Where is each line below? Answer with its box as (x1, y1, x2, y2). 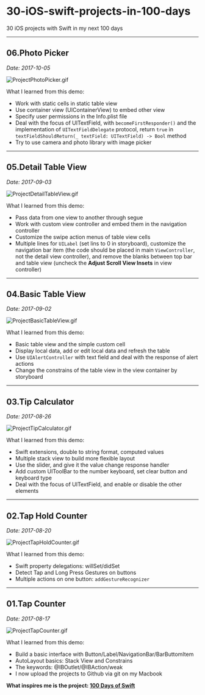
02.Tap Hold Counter (6, 511, 88, 521)
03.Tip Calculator (6, 396, 74, 407)
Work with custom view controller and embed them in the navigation (15, 220, 187, 227)
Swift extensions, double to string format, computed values (15, 448, 164, 456)
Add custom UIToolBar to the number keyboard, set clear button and (15, 468, 188, 475)
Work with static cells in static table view (15, 100, 118, 107)
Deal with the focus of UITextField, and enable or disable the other (15, 481, 182, 488)
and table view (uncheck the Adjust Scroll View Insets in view (15, 259, 172, 266)
